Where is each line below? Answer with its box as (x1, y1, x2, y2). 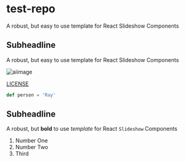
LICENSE (6, 80, 29, 87)
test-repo (6, 2, 56, 16)
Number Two (15, 144, 48, 151)
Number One (15, 137, 48, 144)
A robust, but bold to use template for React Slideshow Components (6, 125, 178, 133)
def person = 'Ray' (6, 91, 56, 98)
